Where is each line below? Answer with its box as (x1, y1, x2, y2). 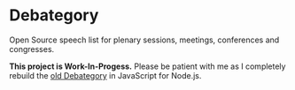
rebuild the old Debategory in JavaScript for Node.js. (9, 70, 202, 80)
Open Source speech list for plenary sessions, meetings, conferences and (9, 34, 280, 45)
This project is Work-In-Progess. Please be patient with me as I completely (9, 61, 286, 71)
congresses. (9, 43, 55, 54)
